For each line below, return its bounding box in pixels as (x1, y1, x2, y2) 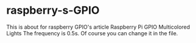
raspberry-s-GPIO (6, 4, 100, 17)
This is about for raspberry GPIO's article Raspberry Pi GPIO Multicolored (6, 23, 191, 30)
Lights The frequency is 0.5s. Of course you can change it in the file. (6, 29, 178, 36)
